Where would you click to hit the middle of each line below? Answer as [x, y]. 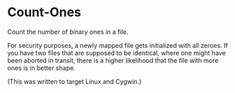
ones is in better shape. [41, 68]
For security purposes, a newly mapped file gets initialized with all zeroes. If [117, 45]
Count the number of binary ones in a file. [68, 32]
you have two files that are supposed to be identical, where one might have [116, 53]
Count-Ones [44, 12]
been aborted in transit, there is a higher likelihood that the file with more [113, 60]
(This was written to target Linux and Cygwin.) [74, 81]
